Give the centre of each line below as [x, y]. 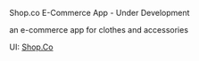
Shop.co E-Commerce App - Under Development [99, 13]
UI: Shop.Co [31, 47]
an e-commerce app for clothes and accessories [99, 30]
